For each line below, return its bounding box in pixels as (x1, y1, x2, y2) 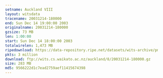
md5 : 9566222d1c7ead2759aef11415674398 (5, 66, 86, 71)
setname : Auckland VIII (5, 7, 53, 12)
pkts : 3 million (5, 52, 38, 57)
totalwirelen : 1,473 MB (5, 43, 53, 48)
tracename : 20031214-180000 (5, 16, 62, 21)
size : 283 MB (5, 61, 32, 66)
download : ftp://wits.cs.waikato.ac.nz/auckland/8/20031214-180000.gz (5, 57, 151, 62)
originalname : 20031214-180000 (5, 25, 68, 30)
